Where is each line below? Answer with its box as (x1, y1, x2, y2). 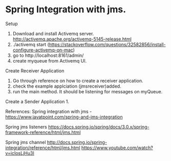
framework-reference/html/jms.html (5, 129, 81, 135)
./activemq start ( (12, 41, 50, 47)
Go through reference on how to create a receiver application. (12, 77, 143, 84)
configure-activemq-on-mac (12, 47, 73, 53)
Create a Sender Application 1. (5, 98, 70, 105)
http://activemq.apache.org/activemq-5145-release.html (12, 36, 132, 42)
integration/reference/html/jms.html (5, 145, 80, 151)
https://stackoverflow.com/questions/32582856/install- (49, 41, 166, 47)
